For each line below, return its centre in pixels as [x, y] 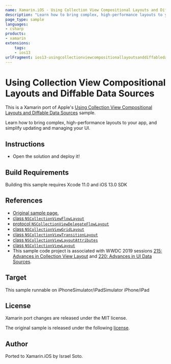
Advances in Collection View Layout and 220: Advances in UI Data [82, 256]
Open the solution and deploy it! [46, 156]
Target [16, 278]
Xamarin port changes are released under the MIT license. [66, 318]
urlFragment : [19, 57]
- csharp [15, 29]
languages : [17, 24]
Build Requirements [37, 172]
